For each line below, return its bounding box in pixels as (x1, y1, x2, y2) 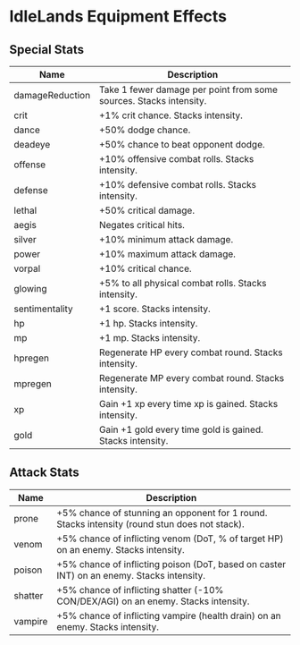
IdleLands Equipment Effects (9, 6, 228, 27)
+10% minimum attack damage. (98, 233, 234, 245)
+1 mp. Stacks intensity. (98, 332, 201, 344)
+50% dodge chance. (98, 123, 191, 136)
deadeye (13, 139, 51, 150)
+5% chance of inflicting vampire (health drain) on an (56, 609, 281, 622)
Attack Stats (9, 465, 80, 480)
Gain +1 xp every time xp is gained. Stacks (98, 398, 279, 410)
